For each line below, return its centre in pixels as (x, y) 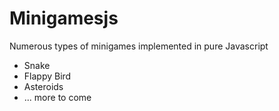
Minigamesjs (64, 18)
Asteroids (43, 86)
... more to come (57, 97)
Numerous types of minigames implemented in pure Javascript (139, 46)
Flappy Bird (47, 76)
